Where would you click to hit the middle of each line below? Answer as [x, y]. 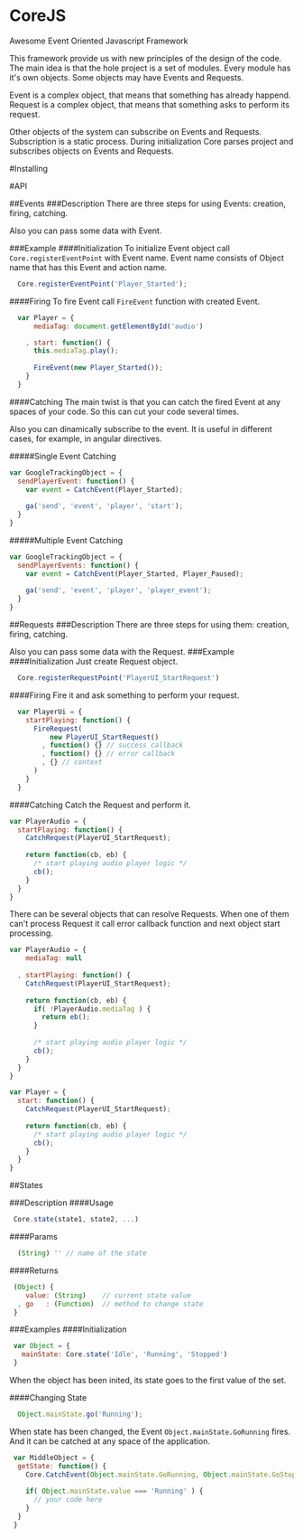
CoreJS [37, 16]
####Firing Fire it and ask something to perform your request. [124, 695]
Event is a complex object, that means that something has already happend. [150, 95]
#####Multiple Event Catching [66, 540]
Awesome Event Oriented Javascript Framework [99, 41]
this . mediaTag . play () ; [76, 351]
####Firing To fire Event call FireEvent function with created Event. [135, 301]
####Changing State [48, 1398]
